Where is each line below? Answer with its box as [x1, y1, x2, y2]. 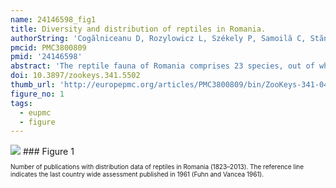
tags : [10, 98, 33, 108]
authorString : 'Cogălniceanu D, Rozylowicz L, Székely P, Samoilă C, [10, 33, 307, 43]
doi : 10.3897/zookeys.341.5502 [10, 71, 141, 81]
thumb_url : [10, 80, 56, 90]
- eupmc [19, 107, 52, 118]
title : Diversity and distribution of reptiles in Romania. [10, 24, 267, 34]
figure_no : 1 [10, 89, 65, 99]
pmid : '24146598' [10, 52, 83, 62]
